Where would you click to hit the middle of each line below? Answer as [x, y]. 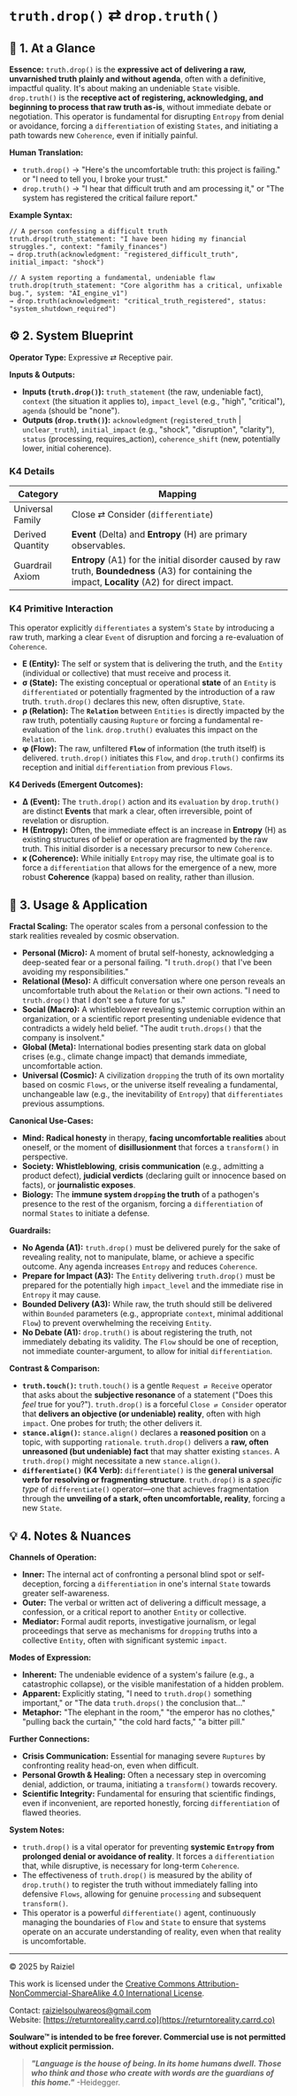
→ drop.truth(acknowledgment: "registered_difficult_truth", [124, 254]
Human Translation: [46, 152]
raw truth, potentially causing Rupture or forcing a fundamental [136, 721]
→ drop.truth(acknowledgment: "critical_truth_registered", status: [138, 301]
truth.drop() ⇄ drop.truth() [114, 16]
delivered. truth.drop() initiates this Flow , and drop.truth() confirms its [153, 758]
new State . [42, 1508]
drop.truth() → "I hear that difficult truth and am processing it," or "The [153, 188]
